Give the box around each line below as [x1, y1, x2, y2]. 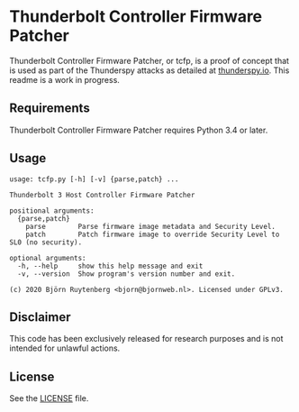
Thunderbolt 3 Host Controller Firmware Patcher [9, 190, 195, 199]
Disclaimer [9, 309, 71, 325]
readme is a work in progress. [9, 74, 120, 85]
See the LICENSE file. [9, 393, 89, 404]
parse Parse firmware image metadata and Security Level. [25, 222, 276, 231]
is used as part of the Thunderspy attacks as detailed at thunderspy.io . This [9, 65, 290, 76]
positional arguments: [9, 206, 95, 215]
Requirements [9, 101, 90, 116]
